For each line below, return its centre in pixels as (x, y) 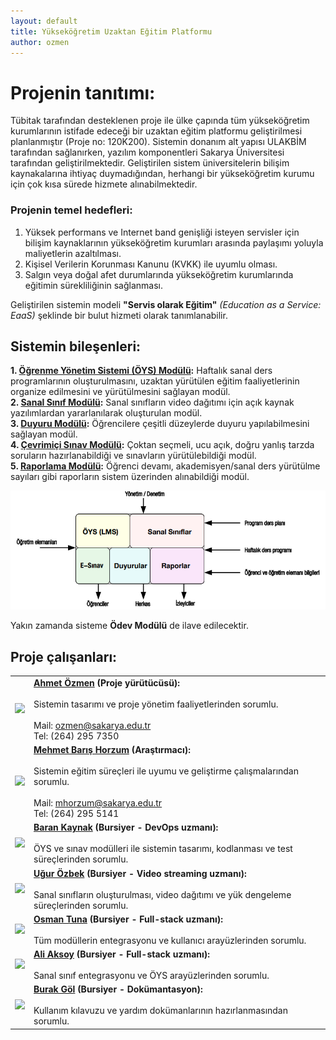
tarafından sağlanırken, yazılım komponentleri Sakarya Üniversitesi (147, 152)
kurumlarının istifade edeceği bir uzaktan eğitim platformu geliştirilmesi (156, 131)
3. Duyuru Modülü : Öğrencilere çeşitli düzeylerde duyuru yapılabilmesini (160, 424)
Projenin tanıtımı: (83, 92)
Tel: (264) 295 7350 (76, 736)
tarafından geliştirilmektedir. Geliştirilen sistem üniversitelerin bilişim (150, 163)
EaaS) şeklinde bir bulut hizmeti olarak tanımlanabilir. (119, 315)
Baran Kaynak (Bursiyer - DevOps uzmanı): (126, 827)
